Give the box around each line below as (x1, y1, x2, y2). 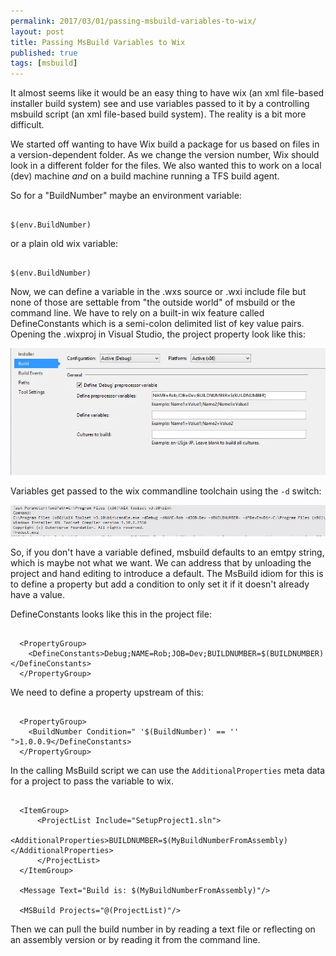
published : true (10, 48, 78, 58)
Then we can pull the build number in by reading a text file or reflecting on (10, 923, 316, 935)
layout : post (10, 26, 65, 37)
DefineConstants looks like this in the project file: (10, 608, 212, 620)
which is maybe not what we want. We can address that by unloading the (10, 557, 312, 569)
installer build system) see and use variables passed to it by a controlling (10, 98, 310, 110)
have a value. (10, 589, 65, 601)
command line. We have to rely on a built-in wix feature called (10, 307, 265, 319)
